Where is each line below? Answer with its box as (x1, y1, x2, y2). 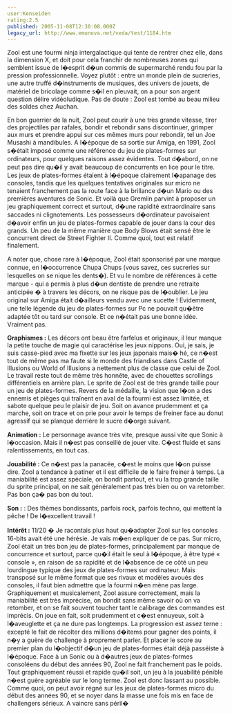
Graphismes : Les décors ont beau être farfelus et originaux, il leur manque (7, 333, 222, 342)
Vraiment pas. (7, 320, 47, 329)
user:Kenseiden (7, 10, 51, 17)
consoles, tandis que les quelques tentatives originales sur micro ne (7, 179, 200, 187)
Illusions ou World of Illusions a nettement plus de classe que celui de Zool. (7, 364, 221, 372)
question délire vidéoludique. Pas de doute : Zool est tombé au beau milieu (7, 95, 220, 104)
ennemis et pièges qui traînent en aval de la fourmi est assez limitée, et (7, 394, 209, 403)
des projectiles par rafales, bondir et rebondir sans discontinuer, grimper (7, 123, 214, 131)
